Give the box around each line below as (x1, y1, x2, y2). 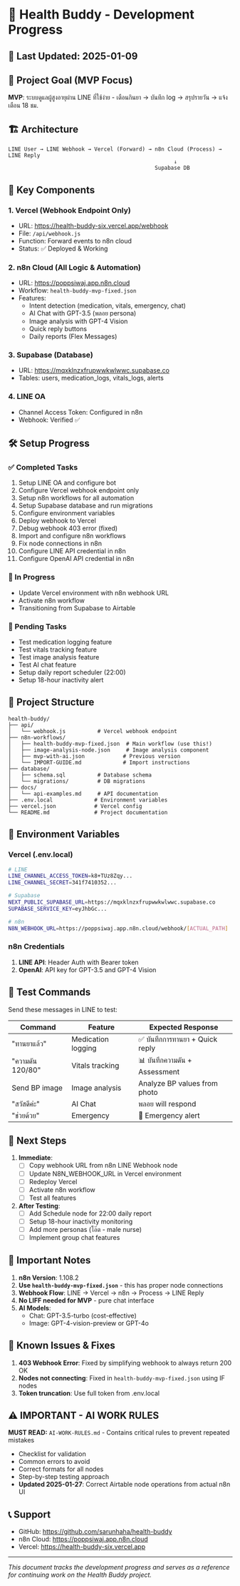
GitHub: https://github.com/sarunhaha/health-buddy (18, 1527, 173, 1536)
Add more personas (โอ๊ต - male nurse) (28, 1225, 142, 1233)
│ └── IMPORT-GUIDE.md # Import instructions (8, 759, 191, 766)
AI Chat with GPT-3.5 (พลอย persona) (28, 309, 137, 318)
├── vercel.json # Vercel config (8, 802, 142, 809)
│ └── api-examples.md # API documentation (8, 790, 159, 797)
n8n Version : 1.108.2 (18, 1273, 79, 1282)
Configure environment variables (18, 509, 115, 517)
